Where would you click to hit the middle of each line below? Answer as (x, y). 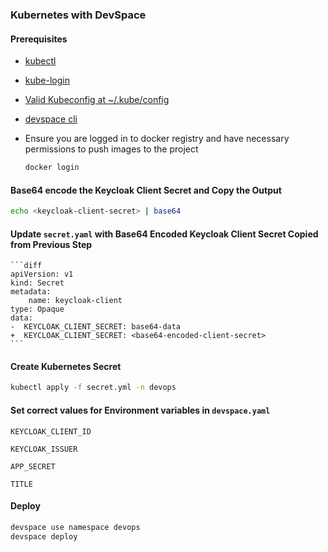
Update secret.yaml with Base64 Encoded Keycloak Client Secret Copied (164, 234)
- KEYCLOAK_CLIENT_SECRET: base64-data (96, 327)
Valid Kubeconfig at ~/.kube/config (97, 100)
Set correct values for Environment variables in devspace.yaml (140, 410)
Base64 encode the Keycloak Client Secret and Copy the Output (146, 190)
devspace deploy (44, 536)
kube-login (47, 80)
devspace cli (51, 119)
